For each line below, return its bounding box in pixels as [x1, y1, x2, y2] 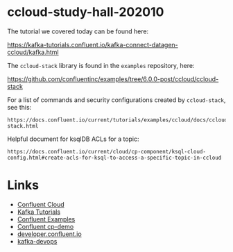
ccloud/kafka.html [7, 48, 59, 56]
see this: [7, 103, 32, 111]
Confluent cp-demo [17, 222, 74, 230]
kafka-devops [17, 237, 58, 245]
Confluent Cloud [17, 200, 64, 208]
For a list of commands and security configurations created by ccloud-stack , [7, 95, 226, 104]
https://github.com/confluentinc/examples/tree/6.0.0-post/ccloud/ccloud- [7, 74, 219, 83]
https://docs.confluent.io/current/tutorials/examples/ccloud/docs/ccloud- [7, 116, 231, 124]
